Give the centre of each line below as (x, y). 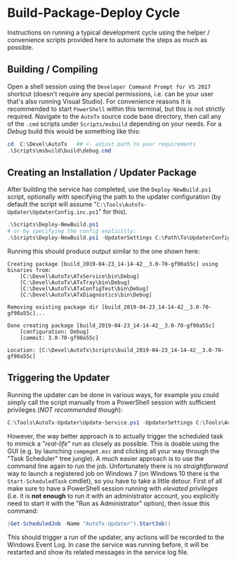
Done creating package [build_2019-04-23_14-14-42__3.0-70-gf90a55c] (111, 325)
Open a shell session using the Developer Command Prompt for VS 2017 (109, 86)
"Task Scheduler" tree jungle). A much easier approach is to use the (106, 458)
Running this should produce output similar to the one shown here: (104, 251)
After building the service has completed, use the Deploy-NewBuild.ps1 (110, 189)
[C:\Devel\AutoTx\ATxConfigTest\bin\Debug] (85, 289)
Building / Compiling (53, 69)
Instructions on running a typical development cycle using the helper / (109, 32)
